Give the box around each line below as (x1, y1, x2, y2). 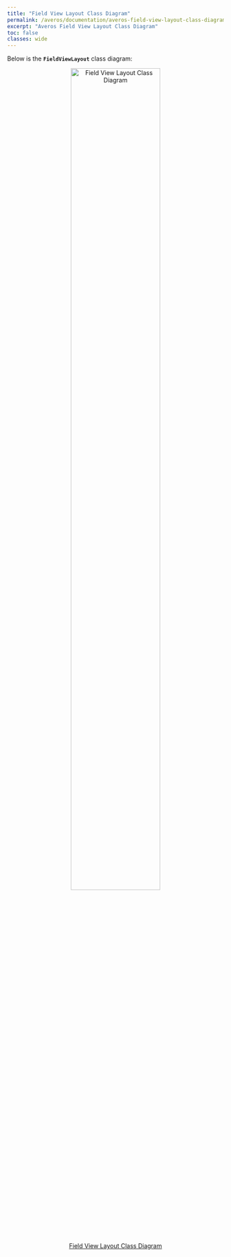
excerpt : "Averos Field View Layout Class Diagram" (7, 23, 158, 30)
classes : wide (7, 36, 48, 43)
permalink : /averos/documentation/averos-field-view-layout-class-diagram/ (7, 17, 229, 23)
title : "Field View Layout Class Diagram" (7, 10, 131, 17)
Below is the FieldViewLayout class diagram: (7, 54, 133, 63)
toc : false (7, 29, 38, 36)
